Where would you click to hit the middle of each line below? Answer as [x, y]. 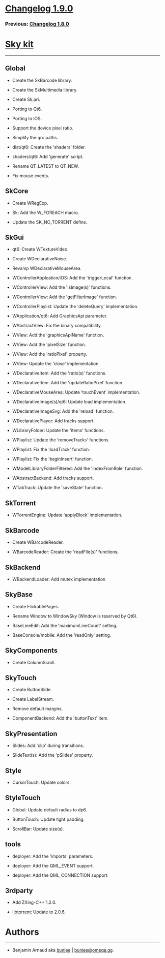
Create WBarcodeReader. [38, 542]
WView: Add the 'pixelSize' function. [49, 344]
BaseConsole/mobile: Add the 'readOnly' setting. [62, 635]
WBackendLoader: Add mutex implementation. [59, 579]
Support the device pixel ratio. [43, 128]
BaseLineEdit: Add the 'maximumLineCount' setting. [65, 625]
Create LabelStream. [33, 699]
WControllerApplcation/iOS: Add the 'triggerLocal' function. [72, 278]
